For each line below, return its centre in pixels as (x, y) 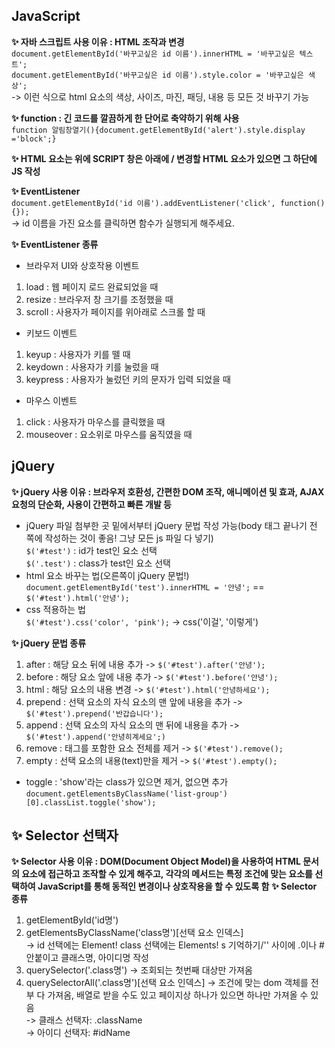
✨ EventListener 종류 (55, 244)
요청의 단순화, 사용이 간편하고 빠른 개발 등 (91, 504)
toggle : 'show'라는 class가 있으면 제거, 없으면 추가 (127, 781)
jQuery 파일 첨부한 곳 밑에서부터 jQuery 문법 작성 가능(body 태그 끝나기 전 (171, 525)
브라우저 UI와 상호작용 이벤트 (82, 265)
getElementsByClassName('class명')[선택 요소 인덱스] (134, 933)
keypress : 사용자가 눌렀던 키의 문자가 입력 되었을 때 (128, 379)
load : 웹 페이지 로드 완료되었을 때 (92, 286)
